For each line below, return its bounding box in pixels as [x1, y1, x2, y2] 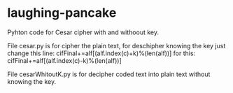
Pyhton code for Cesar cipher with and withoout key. [7, 28, 160, 36]
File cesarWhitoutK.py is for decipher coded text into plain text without [7, 70, 211, 78]
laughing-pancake [7, 5, 117, 21]
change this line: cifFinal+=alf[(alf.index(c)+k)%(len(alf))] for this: [7, 49, 196, 57]
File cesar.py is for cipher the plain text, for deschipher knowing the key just [7, 41, 226, 50]
